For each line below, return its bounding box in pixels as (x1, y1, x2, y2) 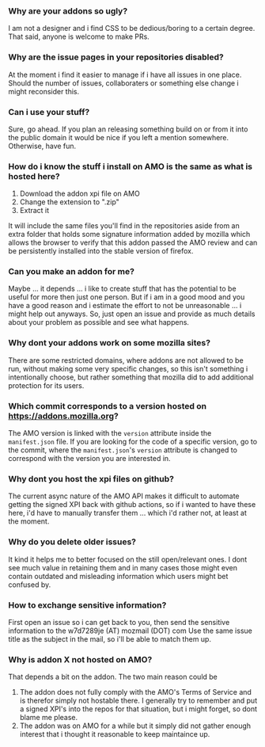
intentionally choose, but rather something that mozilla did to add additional (8, 372, 255, 382)
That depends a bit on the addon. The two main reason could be (8, 672, 218, 682)
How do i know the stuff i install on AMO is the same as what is (8, 161, 253, 172)
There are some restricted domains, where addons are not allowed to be (8, 355, 244, 365)
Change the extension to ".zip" (19, 197, 120, 207)
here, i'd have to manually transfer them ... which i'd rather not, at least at (8, 509, 247, 518)
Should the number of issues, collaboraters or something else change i (8, 78, 239, 88)
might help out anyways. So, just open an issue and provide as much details (8, 309, 256, 318)
